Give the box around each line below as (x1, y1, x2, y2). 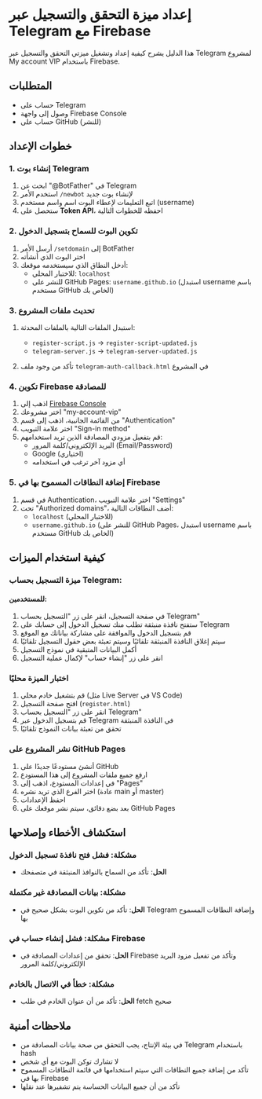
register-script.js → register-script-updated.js (31, 338, 198, 347)
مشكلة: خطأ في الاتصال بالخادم (9, 978, 115, 989)
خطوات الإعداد (9, 140, 73, 153)
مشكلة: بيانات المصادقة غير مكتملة (9, 887, 126, 898)
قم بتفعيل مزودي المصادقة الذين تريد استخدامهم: (20, 432, 163, 441)
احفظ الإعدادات (20, 795, 66, 804)
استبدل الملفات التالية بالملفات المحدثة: (20, 323, 136, 332)
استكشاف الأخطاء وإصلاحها (9, 826, 126, 840)
